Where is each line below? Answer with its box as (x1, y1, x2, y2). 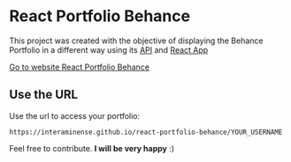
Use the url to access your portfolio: (9, 110, 141, 121)
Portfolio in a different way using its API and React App (9, 44, 209, 55)
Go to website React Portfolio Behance (9, 62, 150, 72)
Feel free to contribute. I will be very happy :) (9, 143, 175, 153)
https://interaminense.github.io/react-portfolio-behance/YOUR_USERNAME (9, 128, 283, 136)
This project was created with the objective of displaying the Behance (9, 35, 264, 46)
